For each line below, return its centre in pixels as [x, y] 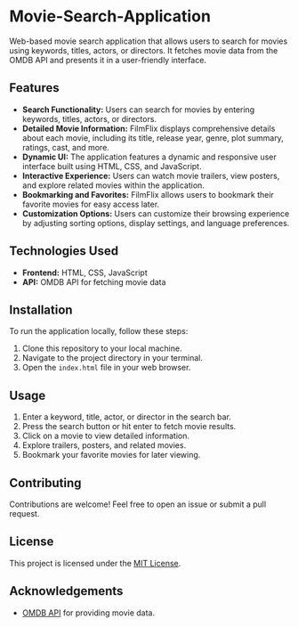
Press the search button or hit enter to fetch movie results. [129, 427]
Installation [41, 309]
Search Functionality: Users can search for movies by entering [138, 110]
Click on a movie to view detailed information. [105, 436]
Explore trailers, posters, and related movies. [104, 445]
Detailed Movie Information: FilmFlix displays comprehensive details [149, 128]
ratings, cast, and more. [65, 147]
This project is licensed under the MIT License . [95, 563]
